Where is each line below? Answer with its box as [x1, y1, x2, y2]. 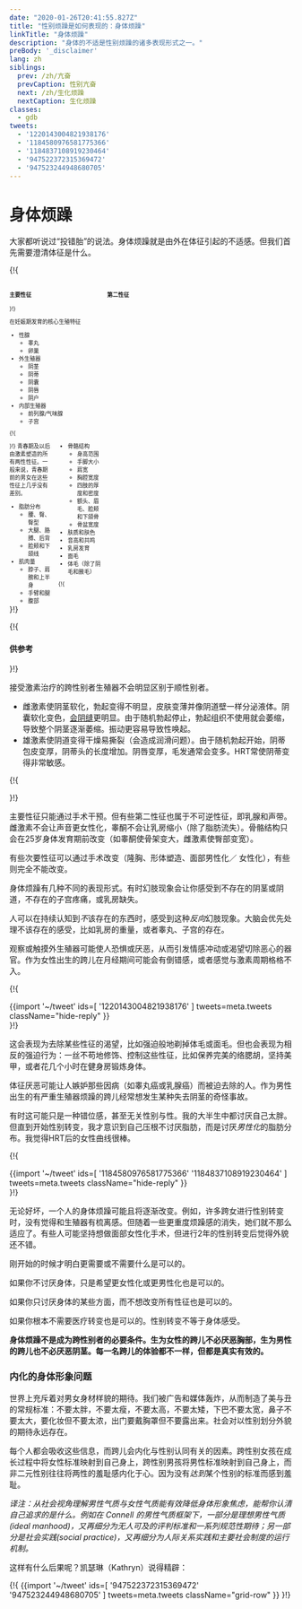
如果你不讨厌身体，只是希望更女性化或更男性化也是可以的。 [9, 1277, 229, 1288]
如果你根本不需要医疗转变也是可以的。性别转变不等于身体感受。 [9, 1316, 245, 1326]
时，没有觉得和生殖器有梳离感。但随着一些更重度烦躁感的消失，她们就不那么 [9, 1217, 292, 1228]
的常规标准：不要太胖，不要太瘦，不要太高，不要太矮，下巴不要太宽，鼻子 [9, 1404, 284, 1414]
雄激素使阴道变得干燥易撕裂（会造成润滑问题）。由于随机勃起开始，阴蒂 [22, 735, 286, 745]
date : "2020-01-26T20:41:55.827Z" [9, 13, 139, 22]
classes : [9, 105, 42, 114]
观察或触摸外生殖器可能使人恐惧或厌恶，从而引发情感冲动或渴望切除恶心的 [9, 944, 284, 954]
